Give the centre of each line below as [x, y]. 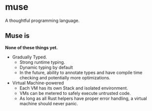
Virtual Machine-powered [38, 83]
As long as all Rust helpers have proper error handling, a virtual [83, 98]
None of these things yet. [31, 47]
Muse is [17, 36]
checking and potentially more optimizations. [65, 77]
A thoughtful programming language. [42, 20]
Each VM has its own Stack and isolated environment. [74, 88]
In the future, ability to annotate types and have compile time [81, 73]
